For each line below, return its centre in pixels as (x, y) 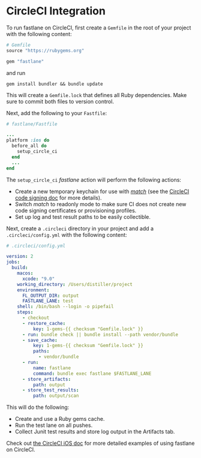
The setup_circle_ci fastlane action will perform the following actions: (94, 180)
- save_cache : (40, 340)
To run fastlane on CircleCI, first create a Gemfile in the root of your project (99, 28)
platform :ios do (28, 140)
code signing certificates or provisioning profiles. (76, 210)
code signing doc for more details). (58, 198)
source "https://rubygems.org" (45, 50)
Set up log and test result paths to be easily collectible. (83, 216)
